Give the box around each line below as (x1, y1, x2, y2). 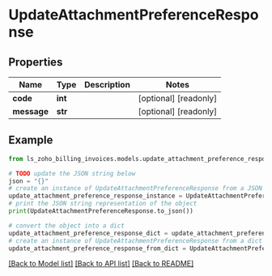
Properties (8, 55, 63, 69)
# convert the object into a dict (8, 221, 125, 230)
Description (83, 79, 131, 90)
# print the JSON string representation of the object (8, 200, 198, 208)
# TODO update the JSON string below (8, 169, 136, 177)
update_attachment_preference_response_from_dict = (8, 244, 186, 253)
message (12, 106, 49, 117)
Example (8, 134, 53, 147)
